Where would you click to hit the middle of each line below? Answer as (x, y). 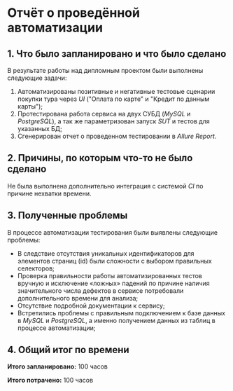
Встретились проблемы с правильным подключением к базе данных (121, 313)
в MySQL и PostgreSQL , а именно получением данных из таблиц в (116, 320)
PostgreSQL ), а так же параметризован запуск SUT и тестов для (113, 121)
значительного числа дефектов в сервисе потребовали (100, 290)
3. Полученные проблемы (68, 215)
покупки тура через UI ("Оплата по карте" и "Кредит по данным (113, 99)
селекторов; (36, 268)
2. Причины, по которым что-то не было (100, 158)
